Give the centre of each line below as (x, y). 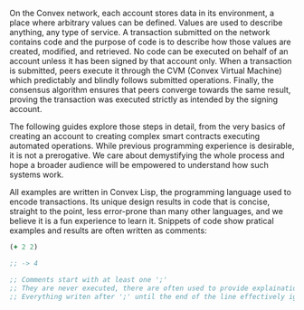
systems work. (37, 174)
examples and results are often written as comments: (108, 230)
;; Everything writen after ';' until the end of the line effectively (147, 296)
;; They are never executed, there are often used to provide (129, 288)
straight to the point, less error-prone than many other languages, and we (146, 211)
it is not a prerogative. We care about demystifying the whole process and (147, 155)
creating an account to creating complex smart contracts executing (135, 136)
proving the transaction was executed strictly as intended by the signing (144, 99)
